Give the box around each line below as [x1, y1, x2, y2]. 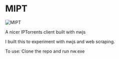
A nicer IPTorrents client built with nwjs [5, 29, 86, 35]
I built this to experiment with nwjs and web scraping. [5, 38, 115, 45]
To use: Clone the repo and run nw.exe [5, 48, 85, 54]
